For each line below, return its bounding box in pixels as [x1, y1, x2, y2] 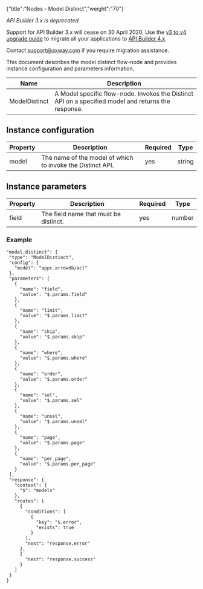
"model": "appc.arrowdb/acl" [14, 265, 88, 271]
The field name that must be [41, 209, 121, 218]
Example [6, 235, 33, 244]
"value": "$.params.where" [19, 355, 88, 361]
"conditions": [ [25, 508, 66, 515]
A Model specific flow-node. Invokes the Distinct [54, 90, 194, 97]
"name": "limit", [19, 307, 63, 314]
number [171, 213, 194, 222]
